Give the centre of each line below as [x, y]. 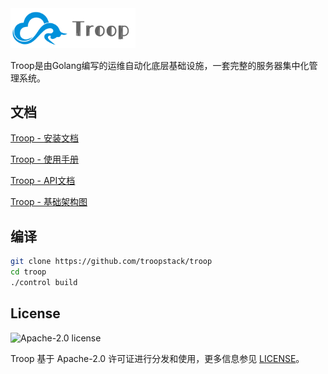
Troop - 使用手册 [44, 159]
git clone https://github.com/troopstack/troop [111, 262]
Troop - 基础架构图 [49, 202]
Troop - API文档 [43, 181]
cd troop [28, 272]
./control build [44, 282]
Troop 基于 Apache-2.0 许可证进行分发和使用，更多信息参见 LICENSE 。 [157, 358]
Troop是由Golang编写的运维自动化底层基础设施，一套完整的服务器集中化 [160, 65]
